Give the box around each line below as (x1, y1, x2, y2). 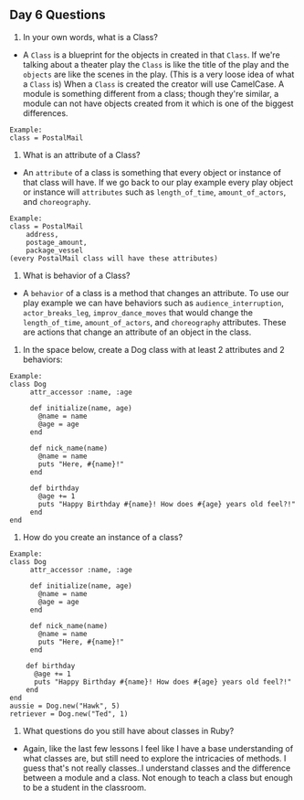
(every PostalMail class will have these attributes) (9, 253, 219, 263)
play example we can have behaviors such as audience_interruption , (22, 297, 285, 308)
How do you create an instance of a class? (22, 531, 183, 542)
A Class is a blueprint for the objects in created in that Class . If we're (22, 49, 280, 60)
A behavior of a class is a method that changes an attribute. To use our (22, 287, 289, 298)
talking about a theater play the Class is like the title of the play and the (22, 59, 289, 69)
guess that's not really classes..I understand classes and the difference (22, 763, 291, 773)
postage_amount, (26, 238, 89, 247)
